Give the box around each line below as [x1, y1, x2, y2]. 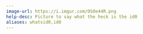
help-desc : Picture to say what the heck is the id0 [6, 14, 138, 20]
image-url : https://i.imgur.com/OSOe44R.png [6, 8, 117, 14]
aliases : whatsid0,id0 [6, 19, 62, 25]
